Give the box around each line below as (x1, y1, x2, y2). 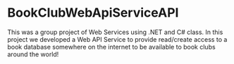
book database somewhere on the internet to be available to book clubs (7, 42, 216, 51)
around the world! (7, 50, 59, 58)
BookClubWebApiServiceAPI (7, 5, 179, 21)
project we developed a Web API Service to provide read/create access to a (7, 35, 228, 43)
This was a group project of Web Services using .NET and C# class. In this (7, 28, 223, 36)
